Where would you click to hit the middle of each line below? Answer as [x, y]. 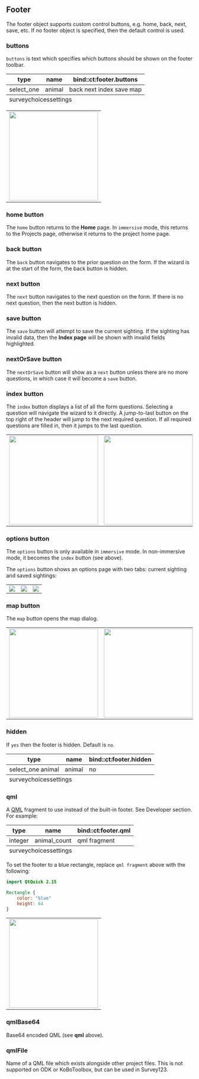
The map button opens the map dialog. [52, 619]
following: [18, 871]
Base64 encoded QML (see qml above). [55, 1035]
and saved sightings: [31, 576]
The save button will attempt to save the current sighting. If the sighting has [98, 331]
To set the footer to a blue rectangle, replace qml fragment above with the [96, 865]
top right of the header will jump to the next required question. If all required [99, 419]
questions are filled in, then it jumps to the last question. [74, 425]
